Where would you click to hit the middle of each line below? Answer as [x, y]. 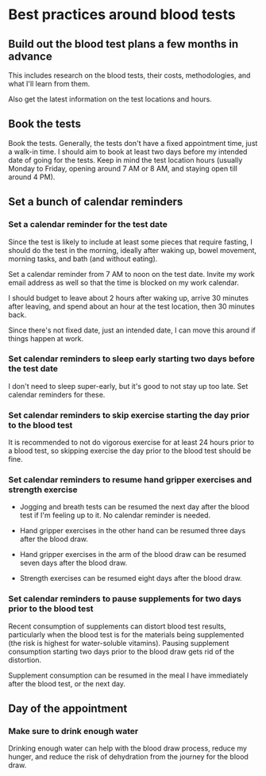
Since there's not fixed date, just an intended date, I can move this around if [132, 330]
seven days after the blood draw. [73, 563]
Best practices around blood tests [122, 15]
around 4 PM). [32, 177]
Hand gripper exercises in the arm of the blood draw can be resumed [133, 555]
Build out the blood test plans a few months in [123, 44]
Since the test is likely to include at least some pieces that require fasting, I [130, 242]
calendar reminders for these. [57, 394]
